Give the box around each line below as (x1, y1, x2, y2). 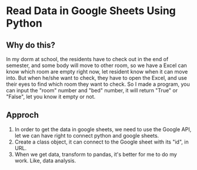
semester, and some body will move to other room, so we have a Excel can (6, 62, 187, 69)
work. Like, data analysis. (14, 157, 76, 164)
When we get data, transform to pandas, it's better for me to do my (14, 151, 178, 158)
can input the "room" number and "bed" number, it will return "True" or (6, 87, 178, 94)
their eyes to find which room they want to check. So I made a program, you (6, 81, 190, 88)
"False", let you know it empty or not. (6, 93, 96, 100)
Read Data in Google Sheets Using (6, 4, 176, 18)
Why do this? (6, 40, 56, 50)
